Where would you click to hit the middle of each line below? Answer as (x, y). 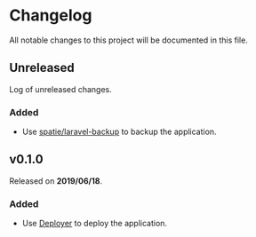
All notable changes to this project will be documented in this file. (129, 40)
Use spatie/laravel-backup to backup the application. (119, 132)
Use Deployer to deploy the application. (94, 224)
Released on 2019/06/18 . (56, 181)
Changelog (51, 16)
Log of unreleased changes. (61, 89)
